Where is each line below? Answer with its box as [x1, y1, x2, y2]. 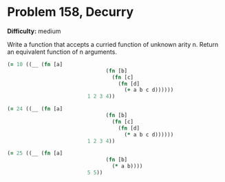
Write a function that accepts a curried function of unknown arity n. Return [7, 40, 219, 48]
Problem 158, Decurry [7, 4, 134, 20]
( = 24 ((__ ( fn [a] [7, 105, 63, 112]
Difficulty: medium [7, 27, 61, 35]
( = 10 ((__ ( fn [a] [7, 61, 63, 68]
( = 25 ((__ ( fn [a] [7, 150, 63, 157]
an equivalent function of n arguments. [7, 48, 117, 56]
